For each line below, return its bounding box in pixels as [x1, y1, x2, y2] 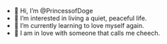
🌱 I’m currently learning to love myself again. [13, 22, 144, 29]
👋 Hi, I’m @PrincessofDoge [13, 7, 93, 15]
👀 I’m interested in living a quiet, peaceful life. [13, 14, 147, 22]
